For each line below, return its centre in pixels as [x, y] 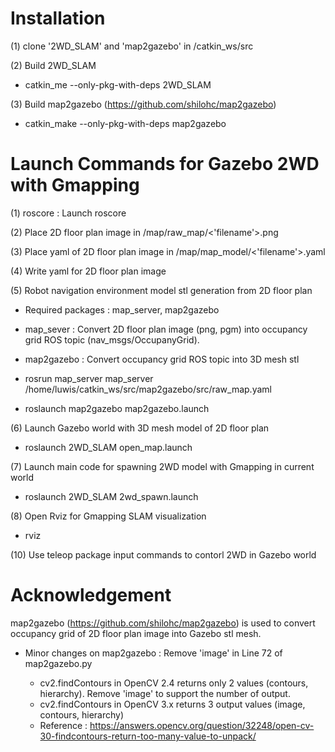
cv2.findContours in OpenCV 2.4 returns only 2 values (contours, [174, 683]
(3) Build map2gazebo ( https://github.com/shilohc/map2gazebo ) [143, 104]
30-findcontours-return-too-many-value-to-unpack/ [148, 736]
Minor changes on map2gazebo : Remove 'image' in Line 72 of [153, 653]
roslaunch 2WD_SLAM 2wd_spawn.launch [111, 496]
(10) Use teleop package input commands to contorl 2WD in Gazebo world [163, 554]
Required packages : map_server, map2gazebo [122, 309]
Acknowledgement [91, 595]
